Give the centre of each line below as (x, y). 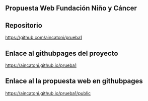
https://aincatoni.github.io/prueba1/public (48, 93)
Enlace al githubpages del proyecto (62, 53)
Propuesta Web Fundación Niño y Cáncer (71, 8)
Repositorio (24, 25)
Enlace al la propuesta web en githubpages (74, 81)
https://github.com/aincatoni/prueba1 (44, 38)
